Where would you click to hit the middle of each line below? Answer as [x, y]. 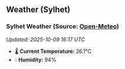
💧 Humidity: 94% [35, 60]
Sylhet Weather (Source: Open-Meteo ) [63, 27]
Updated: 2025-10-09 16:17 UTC [46, 39]
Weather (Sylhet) [38, 10]
